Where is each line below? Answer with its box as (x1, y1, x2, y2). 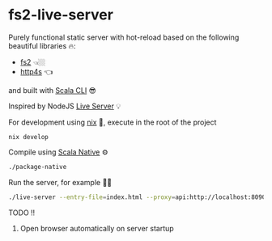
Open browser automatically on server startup (19, 223, 174, 233)
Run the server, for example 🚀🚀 (8, 177, 113, 187)
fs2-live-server (8, 6, 113, 24)
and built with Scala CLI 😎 (8, 85, 97, 95)
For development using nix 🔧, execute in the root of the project (8, 117, 217, 127)
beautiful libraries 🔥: (8, 40, 76, 50)
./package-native (8, 163, 67, 171)
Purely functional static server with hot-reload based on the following (8, 32, 240, 42)
